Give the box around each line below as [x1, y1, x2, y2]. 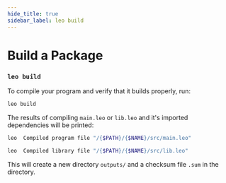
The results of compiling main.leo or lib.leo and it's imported [7, 113, 188, 122]
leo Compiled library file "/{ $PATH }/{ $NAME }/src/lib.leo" [7, 147, 189, 154]
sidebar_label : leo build [7, 17, 84, 24]
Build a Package [7, 47, 103, 64]
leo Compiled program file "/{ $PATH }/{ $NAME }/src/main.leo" [7, 134, 192, 141]
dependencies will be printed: [7, 121, 94, 129]
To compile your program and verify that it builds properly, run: [7, 86, 191, 95]
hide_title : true [7, 10, 59, 18]
